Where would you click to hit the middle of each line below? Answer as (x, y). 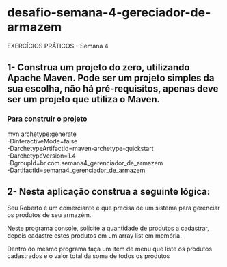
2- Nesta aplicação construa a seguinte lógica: (109, 192)
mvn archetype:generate (42, 134)
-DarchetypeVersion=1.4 (42, 156)
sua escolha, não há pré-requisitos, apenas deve (113, 89)
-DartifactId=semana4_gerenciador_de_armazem (76, 170)
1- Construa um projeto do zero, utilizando (98, 67)
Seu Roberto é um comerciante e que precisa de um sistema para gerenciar (113, 208)
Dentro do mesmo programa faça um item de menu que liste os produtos (110, 249)
